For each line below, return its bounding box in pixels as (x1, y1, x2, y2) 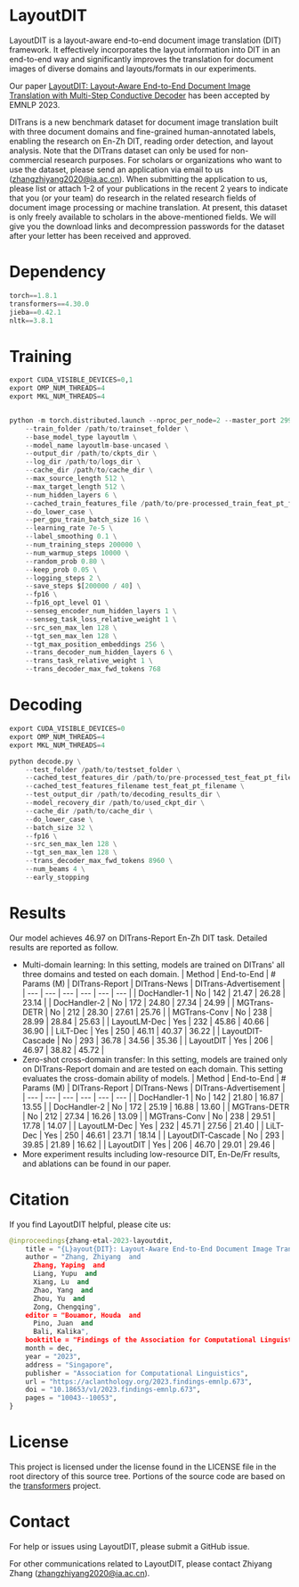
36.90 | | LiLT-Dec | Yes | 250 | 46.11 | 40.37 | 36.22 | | (21, 1025, 221, 1036)
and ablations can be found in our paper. (21, 1158, 172, 1169)
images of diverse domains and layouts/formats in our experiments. (9, 63, 257, 74)
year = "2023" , (25, 1352, 82, 1361)
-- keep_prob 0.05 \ (25, 565, 98, 574)
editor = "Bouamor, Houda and (25, 1311, 141, 1320)
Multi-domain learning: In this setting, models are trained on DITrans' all (21, 959, 285, 970)
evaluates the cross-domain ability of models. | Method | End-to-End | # (21, 1073, 287, 1083)
